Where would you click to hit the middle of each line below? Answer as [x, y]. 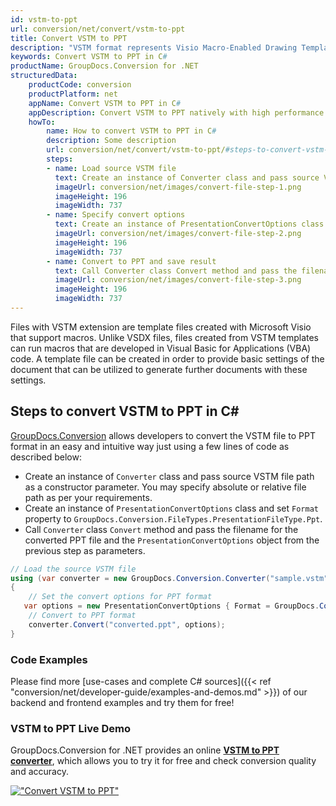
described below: [46, 457]
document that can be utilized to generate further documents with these [159, 369]
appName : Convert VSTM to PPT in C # [105, 103]
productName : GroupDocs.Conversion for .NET [104, 66]
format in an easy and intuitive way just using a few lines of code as [150, 446]
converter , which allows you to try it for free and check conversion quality [163, 761]
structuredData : [44, 76]
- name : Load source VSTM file [111, 168]
